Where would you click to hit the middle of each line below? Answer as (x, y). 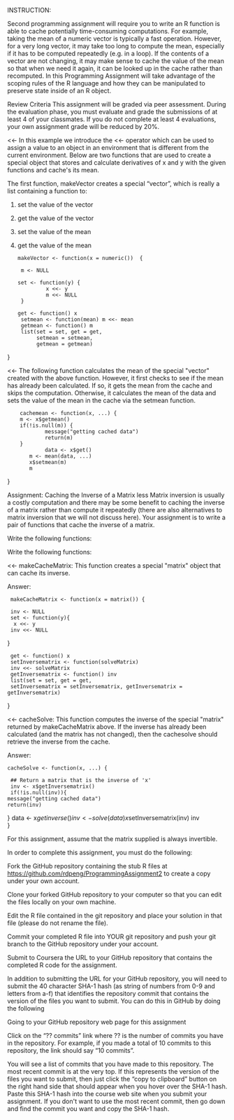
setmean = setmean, (64, 338)
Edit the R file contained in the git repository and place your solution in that (115, 915)
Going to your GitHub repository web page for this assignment (97, 1022)
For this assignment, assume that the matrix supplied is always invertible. (112, 839)
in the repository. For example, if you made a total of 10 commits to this (109, 1043)
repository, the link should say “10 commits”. (71, 1050)
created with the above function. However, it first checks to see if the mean (115, 378)
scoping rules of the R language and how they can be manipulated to (107, 83)
